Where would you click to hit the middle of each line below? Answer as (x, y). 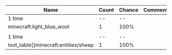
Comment (155, 10)
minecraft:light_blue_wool (39, 26)
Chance (129, 10)
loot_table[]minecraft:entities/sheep (51, 45)
